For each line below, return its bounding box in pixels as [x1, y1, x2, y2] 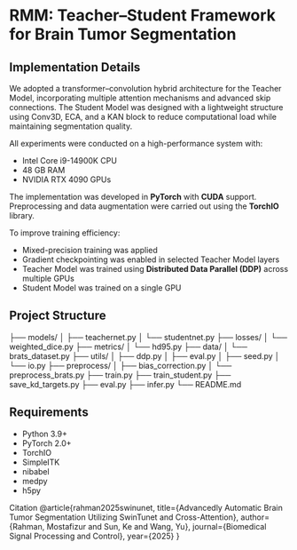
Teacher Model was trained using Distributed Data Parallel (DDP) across [21, 264, 289, 274]
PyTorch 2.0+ [21, 437, 73, 449]
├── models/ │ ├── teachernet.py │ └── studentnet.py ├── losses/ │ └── [9, 331, 288, 342]
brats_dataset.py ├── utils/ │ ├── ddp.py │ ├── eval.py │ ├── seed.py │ [9, 350, 281, 361]
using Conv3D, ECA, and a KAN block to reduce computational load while [9, 112, 277, 122]
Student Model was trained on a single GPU [21, 283, 182, 293]
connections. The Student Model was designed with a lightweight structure [9, 102, 284, 112]
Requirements [9, 405, 89, 420]
